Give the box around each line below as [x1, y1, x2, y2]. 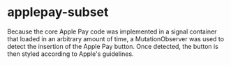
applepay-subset [7, 4, 109, 20]
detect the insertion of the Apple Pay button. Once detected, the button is [7, 42, 218, 50]
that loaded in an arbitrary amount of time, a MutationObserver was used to [7, 34, 225, 43]
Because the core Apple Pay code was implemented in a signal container [7, 27, 218, 36]
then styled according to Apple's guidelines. [7, 50, 134, 58]
